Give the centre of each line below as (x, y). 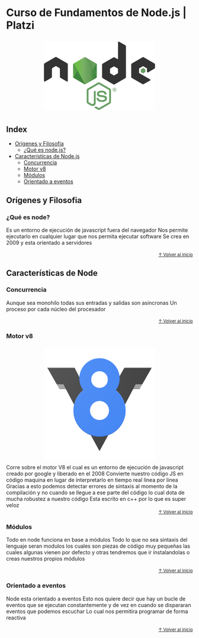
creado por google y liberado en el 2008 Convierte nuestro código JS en (95, 474)
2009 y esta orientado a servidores (49, 243)
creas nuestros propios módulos (46, 559)
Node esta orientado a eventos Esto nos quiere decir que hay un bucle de (96, 598)
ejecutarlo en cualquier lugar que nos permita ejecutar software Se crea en (98, 236)
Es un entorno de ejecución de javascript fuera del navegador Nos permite (97, 230)
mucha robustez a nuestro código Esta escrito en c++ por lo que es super (96, 499)
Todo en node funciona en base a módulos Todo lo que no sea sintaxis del (97, 540)
